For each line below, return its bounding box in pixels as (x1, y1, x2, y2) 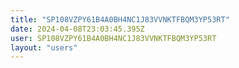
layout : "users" (10, 42, 78, 53)
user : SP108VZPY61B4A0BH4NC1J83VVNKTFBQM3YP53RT (10, 33, 217, 43)
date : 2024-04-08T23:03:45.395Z (10, 24, 145, 34)
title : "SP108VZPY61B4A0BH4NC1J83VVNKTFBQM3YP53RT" (10, 14, 230, 25)
